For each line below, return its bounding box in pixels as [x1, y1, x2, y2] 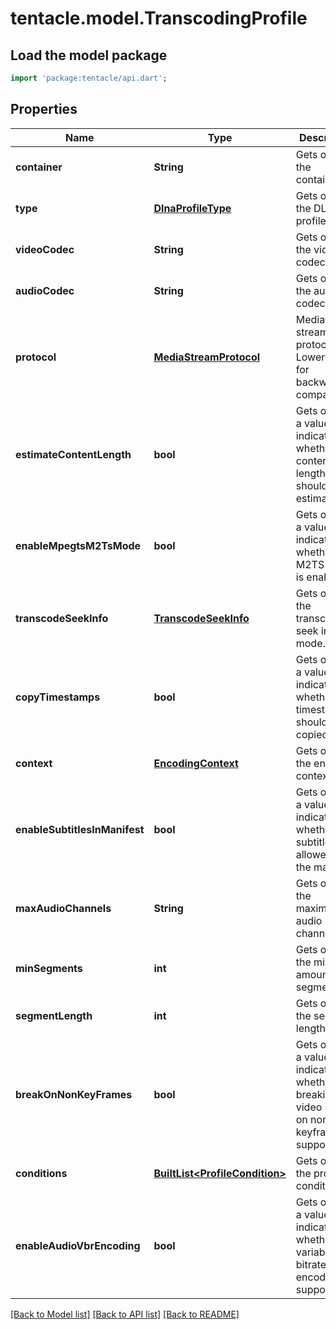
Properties [10, 101, 78, 118]
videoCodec [15, 242, 75, 256]
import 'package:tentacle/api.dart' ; [10, 73, 168, 83]
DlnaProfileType [153, 201, 232, 215]
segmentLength [15, 1008, 93, 1022]
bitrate [295, 1257, 327, 1271]
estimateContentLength [15, 447, 132, 461]
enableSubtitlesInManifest [15, 822, 145, 836]
